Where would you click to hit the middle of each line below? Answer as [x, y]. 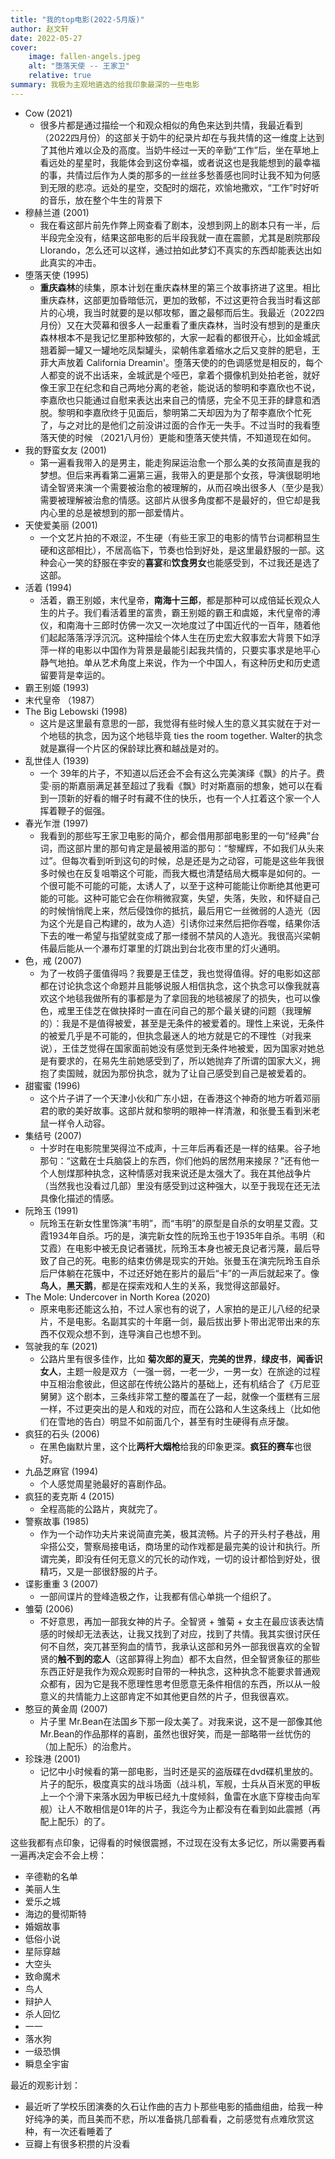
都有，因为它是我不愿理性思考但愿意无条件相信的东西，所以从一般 [184, 1683]
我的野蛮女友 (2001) [65, 450]
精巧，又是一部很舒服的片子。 [101, 1571]
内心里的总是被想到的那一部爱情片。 [114, 512]
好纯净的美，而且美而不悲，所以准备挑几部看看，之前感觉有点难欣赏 [165, 2118]
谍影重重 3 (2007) [61, 1583]
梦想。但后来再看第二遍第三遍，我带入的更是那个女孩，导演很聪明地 [180, 475]
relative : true [60, 76]
